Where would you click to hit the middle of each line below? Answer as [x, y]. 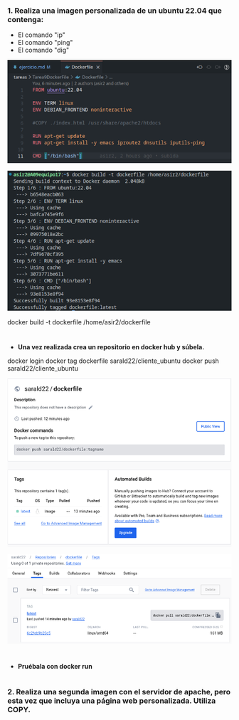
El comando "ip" [42, 35]
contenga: [26, 19]
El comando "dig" [43, 50]
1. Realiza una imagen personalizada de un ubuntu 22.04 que [115, 11]
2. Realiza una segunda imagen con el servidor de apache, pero [119, 692]
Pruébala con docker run [55, 667]
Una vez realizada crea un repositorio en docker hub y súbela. [111, 346]
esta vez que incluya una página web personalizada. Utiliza [112, 701]
